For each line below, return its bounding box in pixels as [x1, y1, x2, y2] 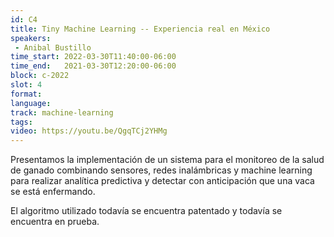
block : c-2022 [10, 71, 70, 81]
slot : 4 [10, 80, 43, 90]
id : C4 [10, 14, 38, 25]
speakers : [10, 33, 52, 43]
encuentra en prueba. [10, 216, 100, 228]
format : [10, 89, 43, 99]
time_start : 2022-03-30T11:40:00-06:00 [10, 52, 177, 62]
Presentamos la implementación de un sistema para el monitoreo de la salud [10, 154, 325, 166]
